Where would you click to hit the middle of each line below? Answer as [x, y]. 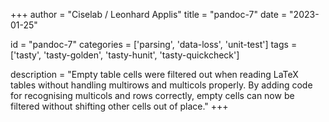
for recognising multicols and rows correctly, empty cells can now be [152, 95]
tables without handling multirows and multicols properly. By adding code [161, 85]
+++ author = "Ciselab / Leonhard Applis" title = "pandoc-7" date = [149, 14]
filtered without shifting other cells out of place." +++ [119, 106]
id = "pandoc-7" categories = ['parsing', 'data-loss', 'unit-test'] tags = [154, 44]
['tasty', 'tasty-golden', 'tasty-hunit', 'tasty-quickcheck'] [125, 55]
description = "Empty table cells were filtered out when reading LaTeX [154, 74]
